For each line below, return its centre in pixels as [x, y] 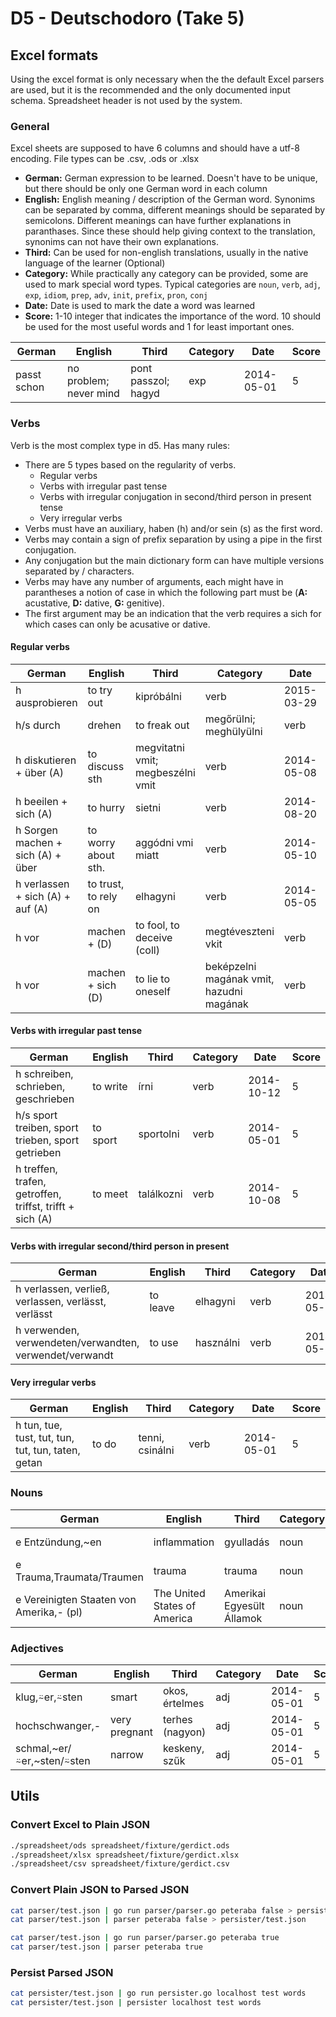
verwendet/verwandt [64, 1355]
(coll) [147, 950]
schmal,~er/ [43, 1748]
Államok [243, 1618]
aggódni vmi [164, 842]
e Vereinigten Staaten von [76, 1599]
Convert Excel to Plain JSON [80, 1825]
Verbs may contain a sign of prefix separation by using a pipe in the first [173, 539]
